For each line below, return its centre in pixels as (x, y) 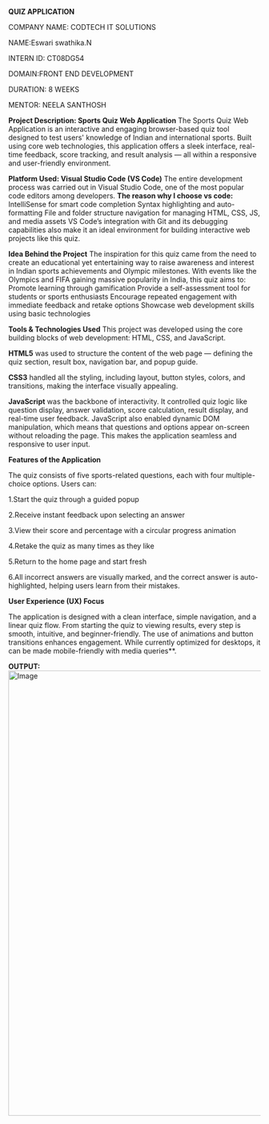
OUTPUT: (24, 666)
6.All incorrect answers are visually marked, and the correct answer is (123, 577)
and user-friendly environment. (60, 163)
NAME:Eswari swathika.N (50, 43)
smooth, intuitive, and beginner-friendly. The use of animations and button (131, 634)
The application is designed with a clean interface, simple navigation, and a (132, 617)
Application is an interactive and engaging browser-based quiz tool (119, 129)
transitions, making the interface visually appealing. (93, 386)
